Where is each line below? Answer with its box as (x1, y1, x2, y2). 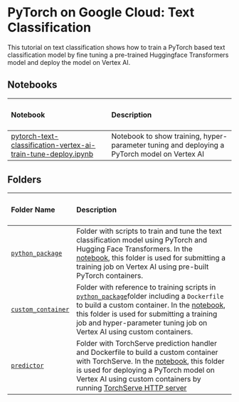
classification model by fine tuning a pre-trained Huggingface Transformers (7, 51, 229, 59)
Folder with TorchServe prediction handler (75, 338, 217, 348)
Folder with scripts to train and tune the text (75, 226, 222, 236)
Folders (7, 173, 42, 185)
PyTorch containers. (75, 270, 144, 280)
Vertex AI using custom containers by (75, 373, 201, 383)
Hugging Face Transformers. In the (75, 244, 193, 254)
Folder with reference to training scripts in (75, 282, 216, 292)
